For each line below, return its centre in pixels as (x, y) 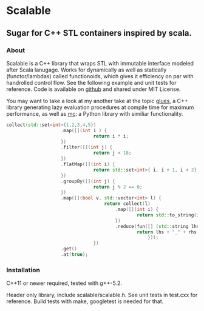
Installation (23, 270)
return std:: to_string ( (167, 215)
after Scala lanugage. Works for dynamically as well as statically (87, 70)
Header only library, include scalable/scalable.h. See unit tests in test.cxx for (102, 295)
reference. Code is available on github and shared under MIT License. (93, 89)
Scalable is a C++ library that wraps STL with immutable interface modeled (100, 63)
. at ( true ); (74, 255)
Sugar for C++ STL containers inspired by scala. (99, 33)
